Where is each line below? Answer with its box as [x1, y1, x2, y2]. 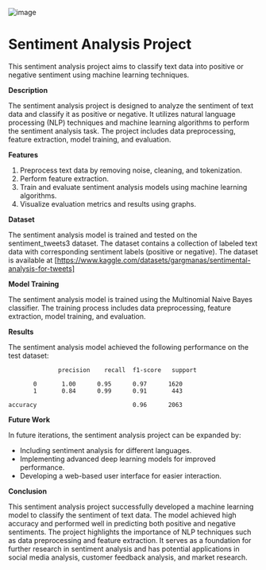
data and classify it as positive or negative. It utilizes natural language [8, 109, 236, 118]
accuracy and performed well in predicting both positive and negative [8, 518, 236, 528]
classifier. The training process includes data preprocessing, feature [8, 303, 232, 312]
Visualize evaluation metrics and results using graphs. [19, 199, 197, 208]
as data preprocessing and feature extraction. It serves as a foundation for [8, 535, 252, 545]
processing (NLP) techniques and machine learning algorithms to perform [8, 118, 250, 127]
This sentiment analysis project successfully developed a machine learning [8, 502, 254, 511]
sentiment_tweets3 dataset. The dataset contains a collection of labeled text [8, 238, 258, 248]
